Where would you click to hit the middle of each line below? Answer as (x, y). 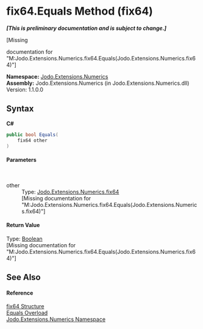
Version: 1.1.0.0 (25, 89)
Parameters (21, 159)
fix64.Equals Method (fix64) (80, 11)
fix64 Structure (25, 306)
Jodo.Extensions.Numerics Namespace (56, 319)
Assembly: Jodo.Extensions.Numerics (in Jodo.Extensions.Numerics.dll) (98, 83)
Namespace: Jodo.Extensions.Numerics (57, 76)
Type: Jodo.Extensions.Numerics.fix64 (70, 192)
